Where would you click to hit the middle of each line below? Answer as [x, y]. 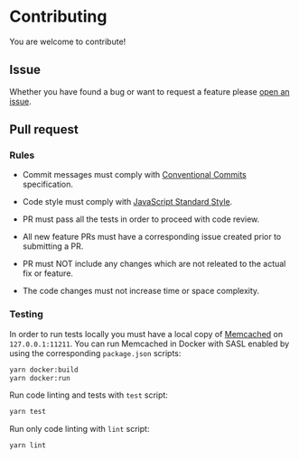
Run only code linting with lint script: [79, 429]
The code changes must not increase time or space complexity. [141, 291]
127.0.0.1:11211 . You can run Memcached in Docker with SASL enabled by [149, 344]
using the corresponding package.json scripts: [95, 353]
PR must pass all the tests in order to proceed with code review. [141, 219]
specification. [48, 184]
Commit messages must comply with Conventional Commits [134, 175]
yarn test [28, 412]
